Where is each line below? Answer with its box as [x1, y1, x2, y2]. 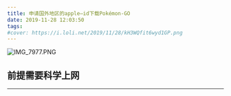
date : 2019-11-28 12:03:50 [7, 16, 85, 23]
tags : [7, 23, 23, 29]
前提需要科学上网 [7, 69, 80, 81]
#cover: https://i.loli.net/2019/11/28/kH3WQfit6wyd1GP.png [7, 29, 184, 36]
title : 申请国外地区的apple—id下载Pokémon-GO [7, 10, 131, 17]
